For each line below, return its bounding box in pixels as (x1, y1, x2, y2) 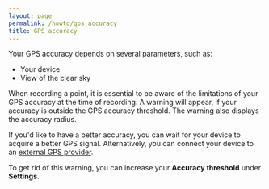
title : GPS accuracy (8, 27, 78, 35)
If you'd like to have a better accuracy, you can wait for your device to (8, 130, 241, 140)
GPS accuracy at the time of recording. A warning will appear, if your (8, 98, 237, 107)
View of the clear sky (19, 73, 91, 83)
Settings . (8, 171, 40, 182)
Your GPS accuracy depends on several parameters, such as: (8, 49, 212, 59)
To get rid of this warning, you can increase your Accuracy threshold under (8, 163, 262, 173)
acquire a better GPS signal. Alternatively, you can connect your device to (8, 139, 254, 149)
